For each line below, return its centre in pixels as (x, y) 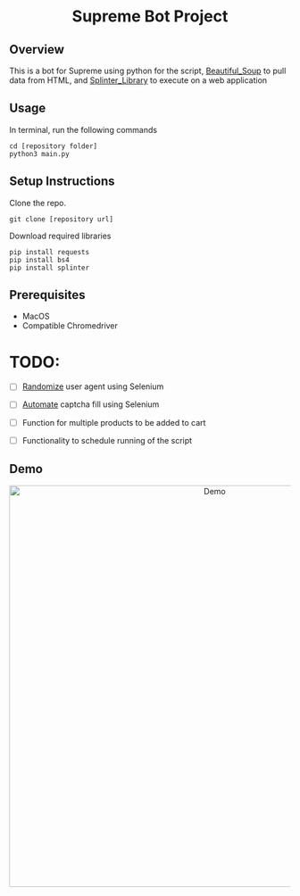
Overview (37, 50)
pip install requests (50, 252)
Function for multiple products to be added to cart (114, 422)
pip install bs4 (39, 260)
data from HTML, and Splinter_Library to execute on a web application (138, 80)
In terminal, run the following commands (83, 129)
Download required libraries (60, 236)
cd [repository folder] (54, 146)
